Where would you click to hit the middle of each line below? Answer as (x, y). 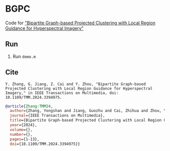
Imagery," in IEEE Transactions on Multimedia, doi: (62, 93)
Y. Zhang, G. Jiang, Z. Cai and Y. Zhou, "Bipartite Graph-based (75, 84)
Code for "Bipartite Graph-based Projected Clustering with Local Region (80, 23)
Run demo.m (24, 56)
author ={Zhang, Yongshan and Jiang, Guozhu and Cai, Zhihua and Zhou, (86, 111)
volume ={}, (21, 130)
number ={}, (21, 134)
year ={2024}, (24, 125)
